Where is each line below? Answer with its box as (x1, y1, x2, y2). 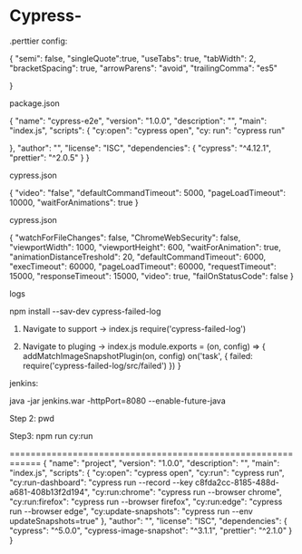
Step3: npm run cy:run (9, 430, 93, 441)
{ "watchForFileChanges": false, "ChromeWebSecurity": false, (9, 232, 241, 243)
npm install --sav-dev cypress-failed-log (9, 306, 161, 316)
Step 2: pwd (9, 413, 54, 423)
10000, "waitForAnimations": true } (9, 197, 139, 208)
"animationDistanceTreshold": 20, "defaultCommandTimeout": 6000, (9, 251, 267, 262)
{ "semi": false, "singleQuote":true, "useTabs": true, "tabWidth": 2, (9, 53, 257, 63)
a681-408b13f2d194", (9, 486, 91, 497)
